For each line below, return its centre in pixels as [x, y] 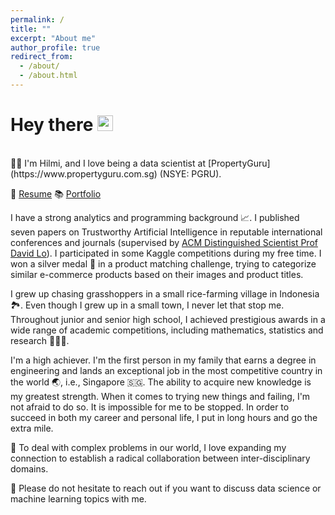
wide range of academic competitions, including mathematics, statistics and [167, 330]
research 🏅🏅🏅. [40, 340]
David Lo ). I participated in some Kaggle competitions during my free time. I [166, 253]
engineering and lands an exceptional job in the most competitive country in [166, 370]
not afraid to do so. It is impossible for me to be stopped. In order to [150, 407]
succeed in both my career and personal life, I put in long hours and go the [164, 417]
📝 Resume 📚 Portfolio [56, 193]
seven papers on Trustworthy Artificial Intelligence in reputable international [166, 232]
